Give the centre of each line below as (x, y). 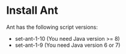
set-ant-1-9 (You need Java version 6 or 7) (67, 45)
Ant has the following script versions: (52, 27)
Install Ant (32, 10)
